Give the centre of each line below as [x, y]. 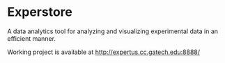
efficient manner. [31, 38]
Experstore [40, 12]
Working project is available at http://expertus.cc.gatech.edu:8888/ [104, 52]
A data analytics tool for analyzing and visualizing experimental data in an [113, 31]
